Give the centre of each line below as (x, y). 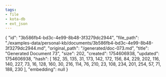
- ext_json (16, 24)
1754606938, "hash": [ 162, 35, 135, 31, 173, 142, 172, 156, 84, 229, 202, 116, (83, 59)
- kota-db (15, 19)
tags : (11, 10)
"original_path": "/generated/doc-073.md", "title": (98, 48)
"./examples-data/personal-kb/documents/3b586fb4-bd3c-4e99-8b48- (79, 43)
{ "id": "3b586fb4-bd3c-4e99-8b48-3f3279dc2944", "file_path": (72, 38)
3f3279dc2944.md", (26, 48)
